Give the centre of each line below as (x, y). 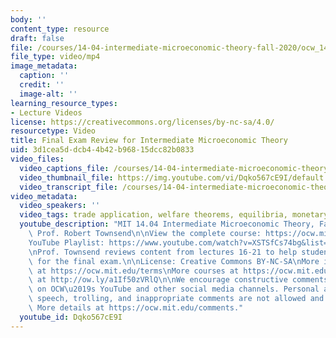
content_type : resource (60, 29)
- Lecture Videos (46, 112)
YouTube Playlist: (66, 242)
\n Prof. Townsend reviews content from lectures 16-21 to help (163, 252)
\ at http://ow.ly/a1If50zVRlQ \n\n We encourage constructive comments (178, 280)
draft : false (37, 38)
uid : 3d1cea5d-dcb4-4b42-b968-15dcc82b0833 (102, 150)
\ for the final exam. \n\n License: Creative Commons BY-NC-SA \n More (174, 261)
